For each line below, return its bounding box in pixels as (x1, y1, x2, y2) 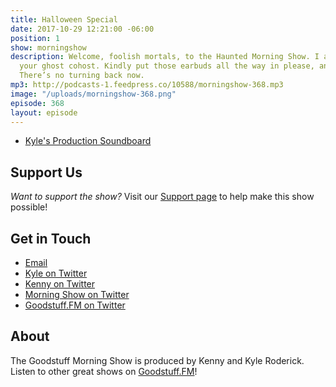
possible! (10, 201, 48, 213)
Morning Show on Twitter (24, 289, 130, 300)
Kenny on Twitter (24, 278, 96, 290)
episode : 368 (10, 98, 65, 108)
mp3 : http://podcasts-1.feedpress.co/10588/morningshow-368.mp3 (10, 80, 284, 90)
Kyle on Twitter (24, 267, 88, 279)
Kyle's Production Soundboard (24, 135, 152, 147)
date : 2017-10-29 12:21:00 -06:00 (10, 24, 155, 34)
